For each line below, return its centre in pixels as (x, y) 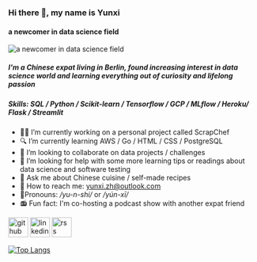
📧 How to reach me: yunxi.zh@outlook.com (90, 186)
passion (22, 84)
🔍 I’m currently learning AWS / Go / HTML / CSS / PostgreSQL (121, 141)
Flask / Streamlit (36, 112)
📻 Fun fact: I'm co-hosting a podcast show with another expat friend (132, 203)
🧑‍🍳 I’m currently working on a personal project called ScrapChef (125, 132)
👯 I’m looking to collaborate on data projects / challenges (112, 153)
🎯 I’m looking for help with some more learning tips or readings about (132, 161)
